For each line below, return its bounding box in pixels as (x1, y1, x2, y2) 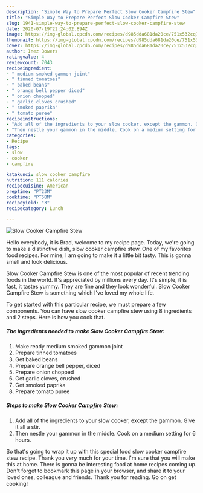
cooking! (6, 480, 28, 488)
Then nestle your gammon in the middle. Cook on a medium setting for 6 (14, 430, 196, 437)
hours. (14, 436, 31, 443)
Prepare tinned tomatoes (14, 349, 77, 357)
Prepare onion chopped (14, 368, 74, 376)
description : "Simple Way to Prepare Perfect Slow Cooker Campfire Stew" (6, 8, 196, 15)
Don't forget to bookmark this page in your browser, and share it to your (6, 467, 185, 475)
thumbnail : (6, 37, 34, 43)
